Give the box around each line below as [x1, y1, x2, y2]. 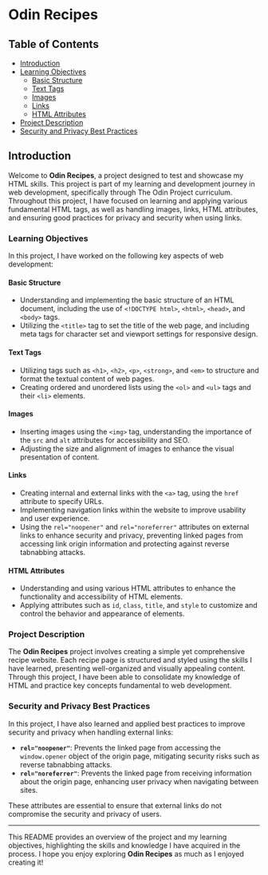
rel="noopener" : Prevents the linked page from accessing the [19, 743, 221, 752]
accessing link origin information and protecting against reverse [19, 538, 230, 548]
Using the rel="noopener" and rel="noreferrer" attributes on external [19, 522, 250, 531]
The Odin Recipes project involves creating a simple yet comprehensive [8, 647, 246, 656]
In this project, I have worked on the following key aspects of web [8, 251, 224, 261]
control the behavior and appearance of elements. [19, 609, 185, 619]
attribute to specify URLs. [19, 496, 104, 506]
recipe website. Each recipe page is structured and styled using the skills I [8, 656, 253, 665]
